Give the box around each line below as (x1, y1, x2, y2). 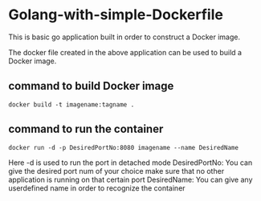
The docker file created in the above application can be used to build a (8, 47, 243, 57)
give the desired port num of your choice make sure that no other (8, 166, 225, 175)
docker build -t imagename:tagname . (8, 100, 135, 109)
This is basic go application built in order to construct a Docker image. (8, 32, 241, 42)
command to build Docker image (8, 79, 174, 93)
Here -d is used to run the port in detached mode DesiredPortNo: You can (8, 158, 253, 167)
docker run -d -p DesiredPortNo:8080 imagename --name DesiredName (8, 143, 239, 151)
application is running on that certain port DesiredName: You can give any (8, 175, 253, 184)
